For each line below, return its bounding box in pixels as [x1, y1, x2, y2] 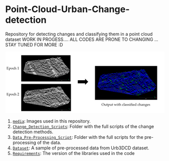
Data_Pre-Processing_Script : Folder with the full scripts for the [12, 134, 144, 140]
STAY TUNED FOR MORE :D [5, 41, 63, 47]
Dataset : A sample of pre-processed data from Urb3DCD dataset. [12, 145, 149, 151]
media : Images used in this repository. [12, 118, 91, 124]
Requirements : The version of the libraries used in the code [12, 150, 135, 156]
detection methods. [12, 129, 54, 135]
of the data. [37, 140, 62, 146]
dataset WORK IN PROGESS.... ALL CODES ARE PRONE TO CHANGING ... [5, 36, 158, 42]
